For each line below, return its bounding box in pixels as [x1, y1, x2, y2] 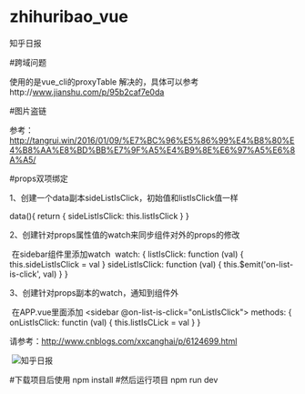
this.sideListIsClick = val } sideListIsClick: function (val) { [9, 258, 222, 269]
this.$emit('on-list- [223, 258, 294, 269]
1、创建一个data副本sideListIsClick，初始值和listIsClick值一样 [9, 192, 239, 203]
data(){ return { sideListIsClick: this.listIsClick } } [9, 210, 189, 221]
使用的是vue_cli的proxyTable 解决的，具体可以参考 [9, 76, 199, 87]
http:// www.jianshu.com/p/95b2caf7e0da [9, 86, 165, 97]
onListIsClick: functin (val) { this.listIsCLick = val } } [9, 317, 201, 328]
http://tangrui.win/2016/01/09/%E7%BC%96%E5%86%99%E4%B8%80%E [9, 135, 295, 146]
